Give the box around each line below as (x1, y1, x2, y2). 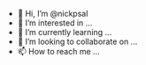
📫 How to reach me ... (17, 47, 100, 56)
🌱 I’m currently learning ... (17, 27, 112, 37)
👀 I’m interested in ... (17, 18, 93, 28)
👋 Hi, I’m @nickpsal (17, 9, 88, 18)
